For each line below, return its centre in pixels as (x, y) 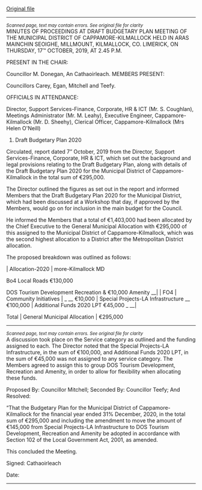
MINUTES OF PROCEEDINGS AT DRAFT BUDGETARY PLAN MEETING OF (97, 31)
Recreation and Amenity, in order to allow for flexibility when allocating (94, 371)
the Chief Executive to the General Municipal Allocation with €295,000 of (97, 226)
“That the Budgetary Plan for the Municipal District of (72, 408)
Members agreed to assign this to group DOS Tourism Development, (91, 365)
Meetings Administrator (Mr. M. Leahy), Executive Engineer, (80, 115)
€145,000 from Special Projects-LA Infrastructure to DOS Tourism (88, 427)
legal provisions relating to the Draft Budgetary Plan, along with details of (97, 164)
